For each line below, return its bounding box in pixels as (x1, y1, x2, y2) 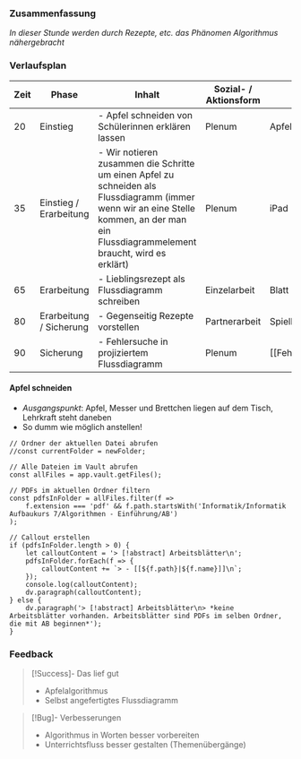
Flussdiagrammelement (98, 236, 197, 248)
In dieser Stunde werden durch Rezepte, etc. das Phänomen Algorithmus (9, 28, 279, 39)
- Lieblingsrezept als (98, 272, 185, 285)
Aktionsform (205, 93, 262, 106)
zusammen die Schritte (98, 157, 195, 169)
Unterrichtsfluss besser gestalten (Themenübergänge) (44, 739, 246, 750)
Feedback (9, 648, 54, 660)
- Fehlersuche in (98, 335, 168, 348)
